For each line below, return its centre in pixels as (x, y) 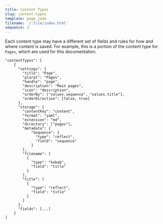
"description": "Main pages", (53, 86)
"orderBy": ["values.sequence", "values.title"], (73, 95)
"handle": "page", (41, 82)
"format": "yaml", (41, 116)
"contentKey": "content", (49, 112)
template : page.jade (26, 18)
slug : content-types (26, 14)
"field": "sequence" (56, 141)
